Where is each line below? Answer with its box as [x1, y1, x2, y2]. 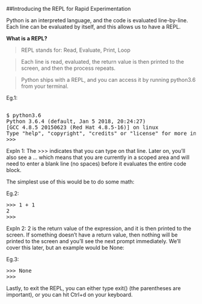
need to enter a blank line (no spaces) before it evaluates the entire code [6, 160, 186, 167]
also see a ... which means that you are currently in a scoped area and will [6, 154, 190, 161]
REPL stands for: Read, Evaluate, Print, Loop [20, 46, 131, 54]
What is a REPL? [6, 35, 47, 42]
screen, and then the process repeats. [20, 64, 116, 72]
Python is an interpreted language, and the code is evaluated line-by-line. [6, 17, 188, 23]
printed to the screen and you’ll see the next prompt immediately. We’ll [6, 238, 181, 244]
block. [6, 167, 22, 173]
